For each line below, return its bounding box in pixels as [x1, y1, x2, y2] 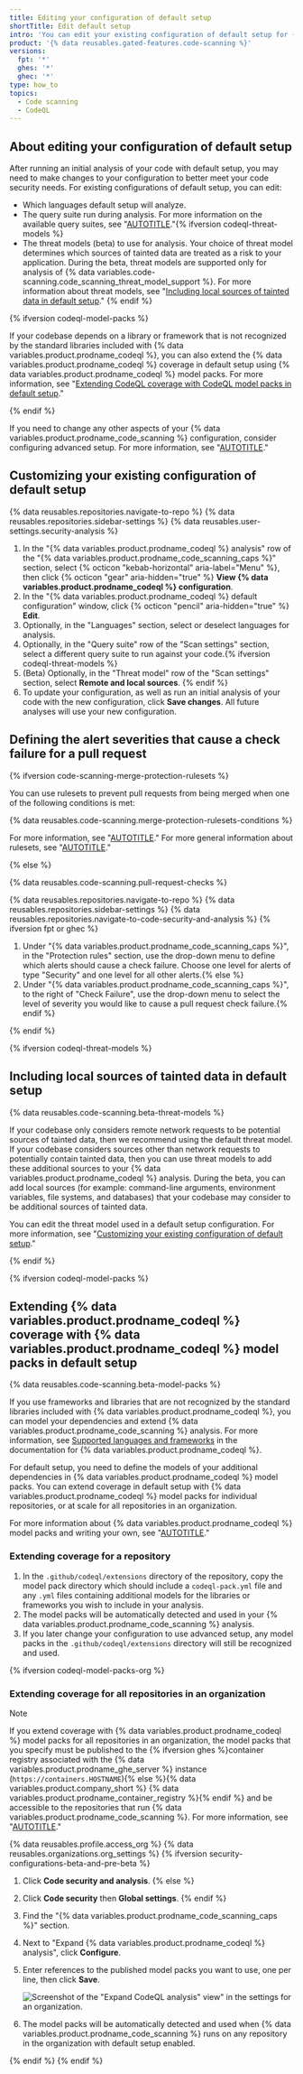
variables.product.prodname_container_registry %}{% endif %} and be [9, 1792, 273, 1803]
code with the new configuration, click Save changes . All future [22, 696, 260, 707]
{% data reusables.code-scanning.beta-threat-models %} [9, 1106, 225, 1117]
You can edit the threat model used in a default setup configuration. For [9, 1218, 275, 1229]
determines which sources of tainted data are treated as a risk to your [22, 247, 282, 258]
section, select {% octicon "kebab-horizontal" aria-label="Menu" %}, [22, 561, 280, 573]
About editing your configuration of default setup [9, 139, 293, 154]
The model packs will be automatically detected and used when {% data [22, 2018, 291, 2029]
